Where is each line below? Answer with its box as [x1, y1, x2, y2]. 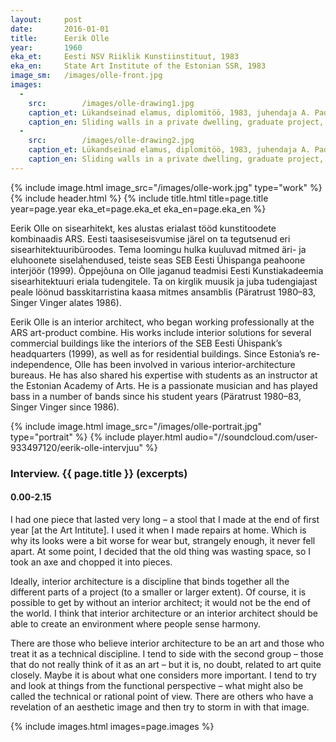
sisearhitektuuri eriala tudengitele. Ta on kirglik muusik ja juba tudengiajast [10, 275, 318, 287]
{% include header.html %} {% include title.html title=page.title [10, 192, 269, 204]
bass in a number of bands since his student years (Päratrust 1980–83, [10, 390, 302, 402]
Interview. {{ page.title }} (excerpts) [10, 466, 188, 480]
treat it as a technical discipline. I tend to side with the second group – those [10, 647, 324, 660]
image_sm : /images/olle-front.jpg [10, 71, 163, 81]
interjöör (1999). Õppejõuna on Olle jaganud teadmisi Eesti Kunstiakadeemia [10, 264, 324, 276]
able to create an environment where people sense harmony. [10, 617, 262, 630]
